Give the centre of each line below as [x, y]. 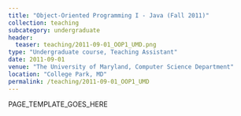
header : [21, 37]
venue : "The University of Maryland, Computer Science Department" [121, 67]
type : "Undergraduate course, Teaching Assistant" [93, 52]
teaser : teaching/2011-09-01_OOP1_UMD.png [86, 45]
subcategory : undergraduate [54, 30]
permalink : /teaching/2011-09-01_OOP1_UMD [79, 81]
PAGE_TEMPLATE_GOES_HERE [58, 104]
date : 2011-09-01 [37, 60]
